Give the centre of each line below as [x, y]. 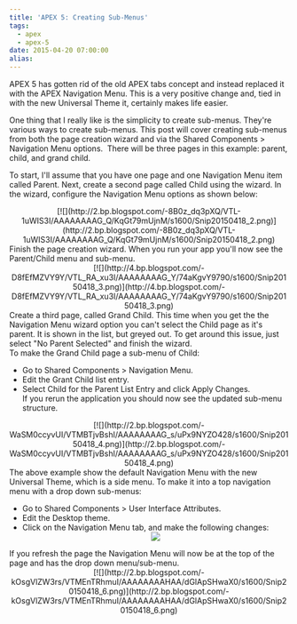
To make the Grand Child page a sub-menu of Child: [105, 353]
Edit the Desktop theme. [66, 518]
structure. [40, 408]
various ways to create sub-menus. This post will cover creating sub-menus [148, 129]
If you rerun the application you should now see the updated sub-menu [152, 398]
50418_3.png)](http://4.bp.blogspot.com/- [149, 287]
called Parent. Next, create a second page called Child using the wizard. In [145, 184]
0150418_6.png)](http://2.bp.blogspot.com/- [149, 591]
